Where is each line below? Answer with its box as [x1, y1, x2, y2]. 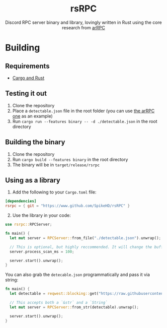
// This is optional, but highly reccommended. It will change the [9, 244, 153, 250]
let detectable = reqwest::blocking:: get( [9, 291, 99, 296]
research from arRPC [62, 24, 105, 30]
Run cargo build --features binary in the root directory [12, 156, 128, 162]
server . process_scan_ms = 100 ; [9, 249, 75, 254]
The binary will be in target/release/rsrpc [12, 162, 100, 168]
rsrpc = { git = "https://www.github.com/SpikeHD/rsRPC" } [5, 203, 130, 208]
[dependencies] [5, 199, 37, 204]
